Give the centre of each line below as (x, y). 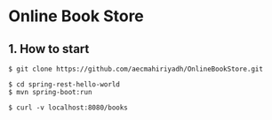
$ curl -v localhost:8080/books (68, 108)
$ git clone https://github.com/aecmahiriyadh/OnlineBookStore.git (136, 69)
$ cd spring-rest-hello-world (64, 85)
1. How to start (49, 49)
